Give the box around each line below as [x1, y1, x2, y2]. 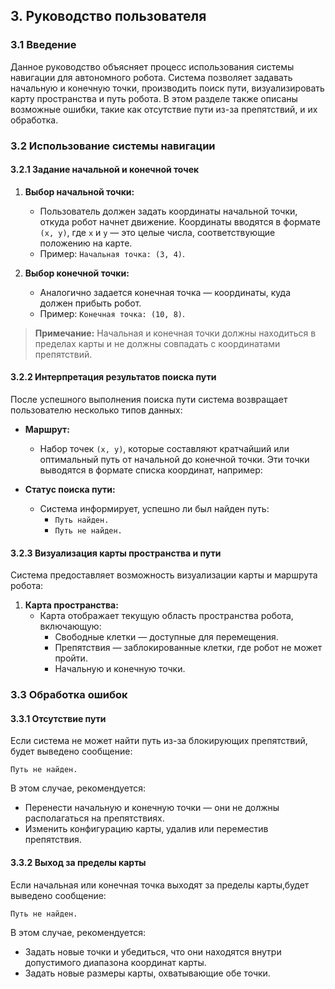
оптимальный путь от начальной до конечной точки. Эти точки [39, 454, 310, 466]
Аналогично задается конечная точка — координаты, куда [39, 286, 292, 298]
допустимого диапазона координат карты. [24, 956, 207, 968]
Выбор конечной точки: [24, 267, 130, 279]
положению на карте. [39, 237, 133, 249]
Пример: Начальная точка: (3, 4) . [39, 247, 186, 259]
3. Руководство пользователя [10, 8, 207, 25]
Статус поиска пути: [24, 484, 116, 496]
